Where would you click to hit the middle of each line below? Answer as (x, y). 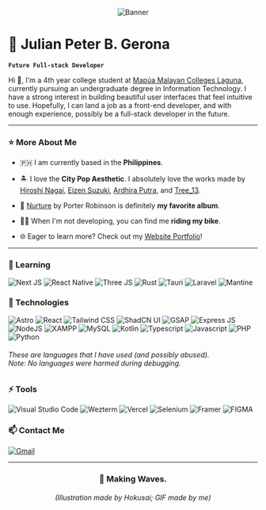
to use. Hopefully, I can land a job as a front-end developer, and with (120, 105)
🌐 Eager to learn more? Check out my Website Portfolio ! (111, 236)
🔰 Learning (30, 265)
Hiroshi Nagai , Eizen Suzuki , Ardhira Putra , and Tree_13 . (110, 190)
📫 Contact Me (36, 431)
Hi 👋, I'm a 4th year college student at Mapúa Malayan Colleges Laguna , (126, 80)
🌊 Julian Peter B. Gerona (89, 44)
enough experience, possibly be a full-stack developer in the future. (119, 113)
